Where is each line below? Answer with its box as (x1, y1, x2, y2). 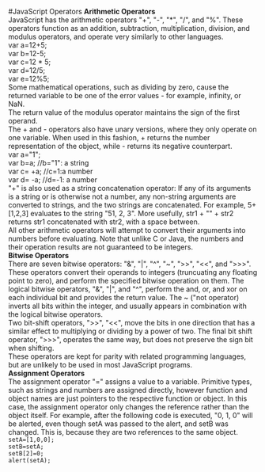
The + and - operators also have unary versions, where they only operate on (8, 124, 257, 134)
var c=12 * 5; (8, 57, 51, 67)
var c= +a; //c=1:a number (8, 166, 93, 176)
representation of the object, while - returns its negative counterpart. (8, 142, 233, 150)
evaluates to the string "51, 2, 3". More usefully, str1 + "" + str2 (30, 209, 234, 218)
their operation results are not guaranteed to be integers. (8, 242, 194, 252)
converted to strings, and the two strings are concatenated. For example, (8, 200, 247, 209)
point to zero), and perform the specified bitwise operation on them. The (8, 276, 244, 285)
